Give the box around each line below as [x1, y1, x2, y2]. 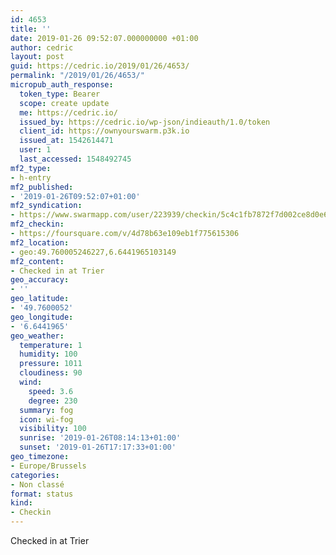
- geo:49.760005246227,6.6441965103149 [10, 247, 177, 257]
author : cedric [10, 42, 74, 53]
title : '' [10, 24, 52, 34]
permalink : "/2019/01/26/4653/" [10, 71, 145, 81]
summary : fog [19, 405, 74, 415]
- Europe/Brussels [10, 461, 87, 471]
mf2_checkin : [10, 219, 65, 230]
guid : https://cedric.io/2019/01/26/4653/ [10, 61, 190, 71]
